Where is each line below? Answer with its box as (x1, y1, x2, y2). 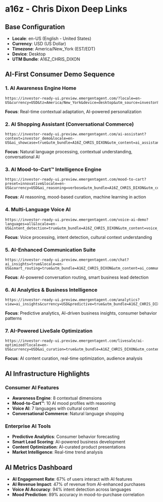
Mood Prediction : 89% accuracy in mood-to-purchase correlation (12, 492, 145, 498)
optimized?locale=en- (5, 343, 49, 348)
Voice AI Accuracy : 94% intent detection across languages (12, 486, 131, 492)
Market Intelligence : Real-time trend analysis (12, 449, 103, 455)
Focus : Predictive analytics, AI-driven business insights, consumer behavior (5, 310, 157, 316)
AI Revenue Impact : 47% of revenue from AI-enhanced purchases (12, 482, 146, 487)
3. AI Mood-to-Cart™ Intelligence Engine (5, 166, 102, 173)
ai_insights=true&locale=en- (5, 261, 64, 267)
